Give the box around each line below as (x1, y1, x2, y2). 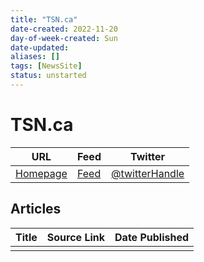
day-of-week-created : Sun (10, 33, 118, 43)
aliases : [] (10, 52, 60, 62)
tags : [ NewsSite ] (10, 61, 83, 71)
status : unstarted (10, 71, 87, 81)
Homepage (15, 166, 68, 180)
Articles (10, 201, 62, 218)
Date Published (114, 230, 190, 244)
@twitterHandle (110, 166, 185, 180)
